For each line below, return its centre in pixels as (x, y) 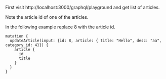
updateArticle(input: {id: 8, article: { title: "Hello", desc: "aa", (86, 41)
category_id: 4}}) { (27, 45)
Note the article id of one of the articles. (47, 17)
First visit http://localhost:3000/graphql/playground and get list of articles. (82, 7)
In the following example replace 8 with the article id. (60, 27)
